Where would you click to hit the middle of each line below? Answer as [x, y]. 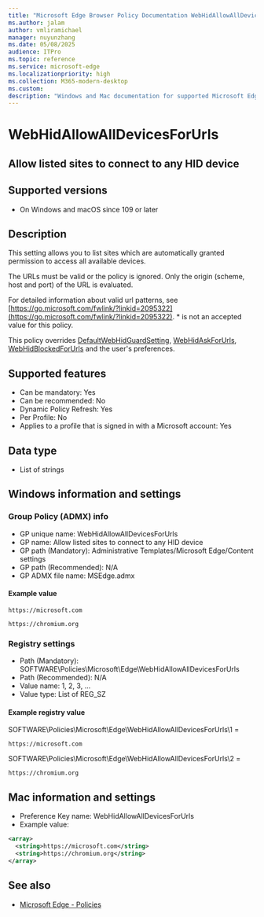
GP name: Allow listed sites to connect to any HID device [111, 542]
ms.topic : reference [42, 60]
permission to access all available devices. [77, 261]
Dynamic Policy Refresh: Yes [66, 409]
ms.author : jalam [37, 23]
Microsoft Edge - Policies [60, 904]
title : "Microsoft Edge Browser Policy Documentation [98, 15]
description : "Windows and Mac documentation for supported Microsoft [126, 96]
